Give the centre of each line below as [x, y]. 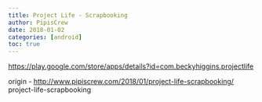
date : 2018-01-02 [36, 30]
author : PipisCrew [38, 23]
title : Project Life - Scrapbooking [68, 15]
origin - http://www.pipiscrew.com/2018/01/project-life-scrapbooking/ [121, 82]
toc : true [24, 44]
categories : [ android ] [45, 37]
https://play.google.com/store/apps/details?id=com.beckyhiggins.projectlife [131, 66]
